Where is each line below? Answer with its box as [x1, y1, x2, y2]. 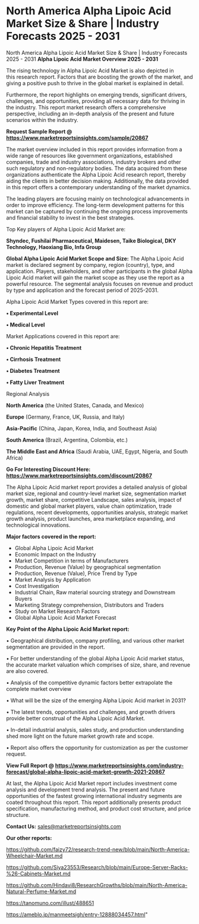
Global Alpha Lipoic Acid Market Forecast [14, 614, 117, 621]
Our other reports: [6, 834, 52, 841]
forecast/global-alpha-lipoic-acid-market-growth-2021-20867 [6, 768, 165, 775]
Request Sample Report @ [6, 128, 72, 135]
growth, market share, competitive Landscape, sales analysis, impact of [6, 496, 182, 503]
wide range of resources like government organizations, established [6, 152, 173, 159]
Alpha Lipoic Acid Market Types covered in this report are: [6, 298, 149, 305]
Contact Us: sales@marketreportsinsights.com [6, 822, 122, 830]
